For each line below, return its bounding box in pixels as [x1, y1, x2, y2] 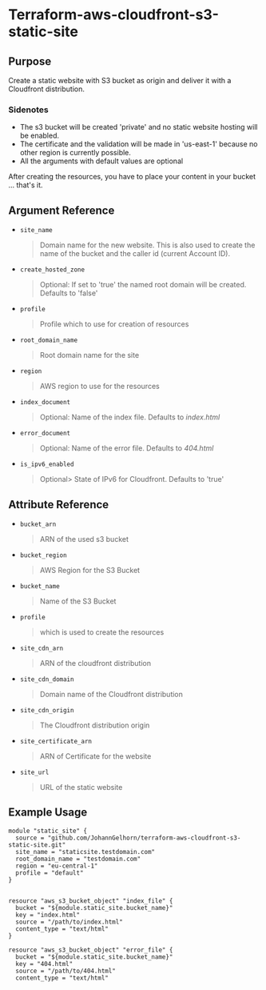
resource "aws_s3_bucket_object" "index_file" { [8, 896, 173, 905]
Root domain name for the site [39, 351, 140, 360]
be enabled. [19, 130, 60, 141]
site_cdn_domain [19, 675, 74, 683]
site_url [19, 768, 50, 776]
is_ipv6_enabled [19, 460, 74, 469]
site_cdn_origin [19, 706, 74, 714]
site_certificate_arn [19, 737, 92, 745]
